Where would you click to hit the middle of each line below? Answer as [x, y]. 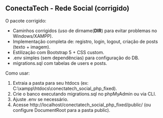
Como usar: [18, 73]
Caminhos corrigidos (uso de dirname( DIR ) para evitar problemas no [85, 31]
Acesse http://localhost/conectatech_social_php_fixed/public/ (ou [82, 105]
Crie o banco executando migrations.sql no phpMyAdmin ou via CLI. [84, 93]
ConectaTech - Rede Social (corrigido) [67, 8]
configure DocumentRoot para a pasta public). [62, 110]
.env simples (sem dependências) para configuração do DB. [76, 58]
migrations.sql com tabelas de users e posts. [60, 63]
